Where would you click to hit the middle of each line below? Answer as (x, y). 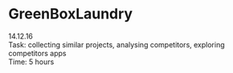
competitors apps (37, 53)
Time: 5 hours (31, 62)
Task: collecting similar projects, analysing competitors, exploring (117, 44)
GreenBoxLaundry (71, 14)
